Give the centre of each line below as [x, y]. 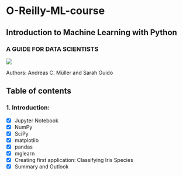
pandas [24, 147]
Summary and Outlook [42, 167]
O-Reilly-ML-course [56, 11]
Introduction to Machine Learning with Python [91, 32]
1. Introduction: [28, 108]
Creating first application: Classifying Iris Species [74, 160]
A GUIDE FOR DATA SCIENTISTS [52, 49]
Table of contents [39, 91]
